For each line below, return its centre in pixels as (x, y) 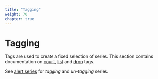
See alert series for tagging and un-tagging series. (57, 71)
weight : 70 (16, 14)
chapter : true (20, 19)
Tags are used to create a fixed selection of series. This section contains (79, 56)
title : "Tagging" (23, 10)
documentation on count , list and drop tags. (50, 62)
